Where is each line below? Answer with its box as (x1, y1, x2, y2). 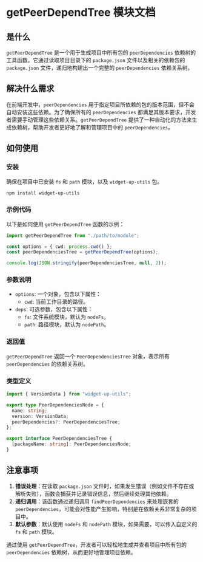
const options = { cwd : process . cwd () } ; (6, 244, 113, 250)
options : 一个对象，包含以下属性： (15, 290, 101, 298)
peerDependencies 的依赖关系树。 (6, 360, 89, 368)
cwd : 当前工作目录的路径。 (24, 298, 89, 306)
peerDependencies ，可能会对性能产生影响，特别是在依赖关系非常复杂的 (15, 505, 192, 512)
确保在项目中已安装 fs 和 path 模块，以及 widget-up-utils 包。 (6, 177, 162, 185)
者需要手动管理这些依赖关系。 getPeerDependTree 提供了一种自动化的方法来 (6, 116, 192, 123)
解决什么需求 (6, 83, 55, 94)
